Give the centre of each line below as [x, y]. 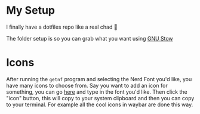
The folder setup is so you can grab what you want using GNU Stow [90, 38]
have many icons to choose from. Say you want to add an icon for [87, 85]
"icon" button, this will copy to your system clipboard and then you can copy [100, 98]
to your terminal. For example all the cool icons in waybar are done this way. [100, 104]
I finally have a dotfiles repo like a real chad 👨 [62, 27]
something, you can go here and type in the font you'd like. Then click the [97, 92]
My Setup [31, 10]
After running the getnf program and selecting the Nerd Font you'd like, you [99, 79]
